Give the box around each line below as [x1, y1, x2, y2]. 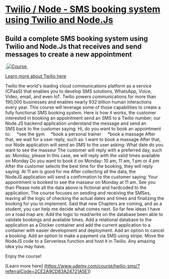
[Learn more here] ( [5, 263, 46, 269]
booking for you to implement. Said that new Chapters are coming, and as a [5, 200, 162, 206]
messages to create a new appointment [5, 50, 132, 58]
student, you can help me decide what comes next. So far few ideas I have [5, 206, 160, 212]
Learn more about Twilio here [5, 73, 67, 79]
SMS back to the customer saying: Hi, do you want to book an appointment [5, 126, 161, 131]
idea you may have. [5, 243, 46, 249]
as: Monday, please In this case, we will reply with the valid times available [5, 153, 160, 158]
